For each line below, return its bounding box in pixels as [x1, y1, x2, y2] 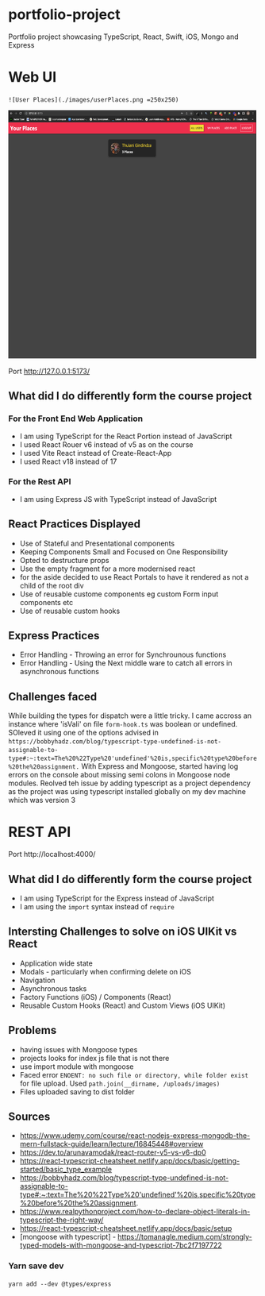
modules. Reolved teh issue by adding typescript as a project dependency [8, 778, 252, 788]
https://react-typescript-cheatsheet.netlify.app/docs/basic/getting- [19, 1156, 240, 1166]
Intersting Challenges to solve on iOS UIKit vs [8, 925, 237, 939]
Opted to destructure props [19, 555, 109, 565]
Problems [8, 1024, 57, 1037]
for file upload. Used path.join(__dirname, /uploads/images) [19, 1078, 221, 1088]
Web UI [8, 68, 57, 87]
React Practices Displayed [8, 518, 141, 531]
